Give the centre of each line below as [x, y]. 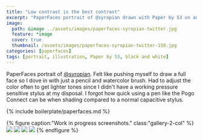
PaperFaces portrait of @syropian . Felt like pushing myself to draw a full [96, 74]
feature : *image [32, 34]
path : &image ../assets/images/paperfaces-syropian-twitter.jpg [94, 29]
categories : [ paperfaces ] [39, 51]
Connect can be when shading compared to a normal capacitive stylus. [95, 100]
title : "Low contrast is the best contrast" [63, 12]
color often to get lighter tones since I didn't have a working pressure [92, 87]
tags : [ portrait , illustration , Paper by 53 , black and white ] [88, 57]
